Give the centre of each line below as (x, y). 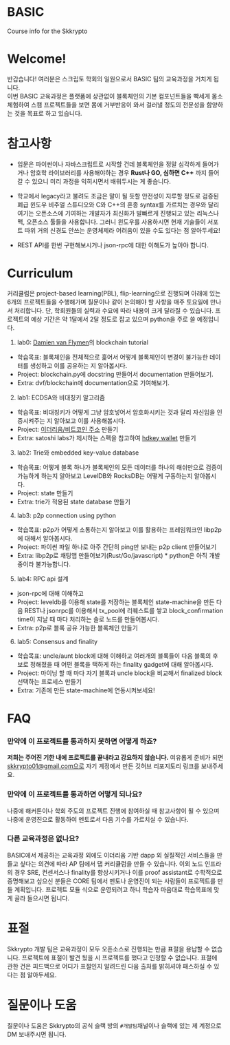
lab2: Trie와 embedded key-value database (78, 453)
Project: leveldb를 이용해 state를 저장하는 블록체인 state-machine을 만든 (116, 602)
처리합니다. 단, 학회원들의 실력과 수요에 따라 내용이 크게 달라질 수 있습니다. (114, 310)
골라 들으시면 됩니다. (42, 898)
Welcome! (37, 59)
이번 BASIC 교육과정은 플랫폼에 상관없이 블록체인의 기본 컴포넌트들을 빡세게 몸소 (115, 96)
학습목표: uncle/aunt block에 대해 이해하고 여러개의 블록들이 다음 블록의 (114, 656)
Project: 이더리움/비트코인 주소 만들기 (68, 429)
